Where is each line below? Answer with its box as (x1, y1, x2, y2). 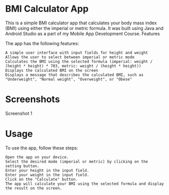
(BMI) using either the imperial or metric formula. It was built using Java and (5, 25, 163, 31)
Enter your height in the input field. (5, 168, 90, 173)
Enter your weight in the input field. (5, 172, 90, 177)
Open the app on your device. (5, 154, 69, 160)
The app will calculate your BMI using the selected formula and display (5, 181, 164, 186)
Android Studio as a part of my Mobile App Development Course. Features (5, 30, 160, 36)
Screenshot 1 (5, 110, 32, 116)
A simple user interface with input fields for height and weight (5, 50, 148, 55)
